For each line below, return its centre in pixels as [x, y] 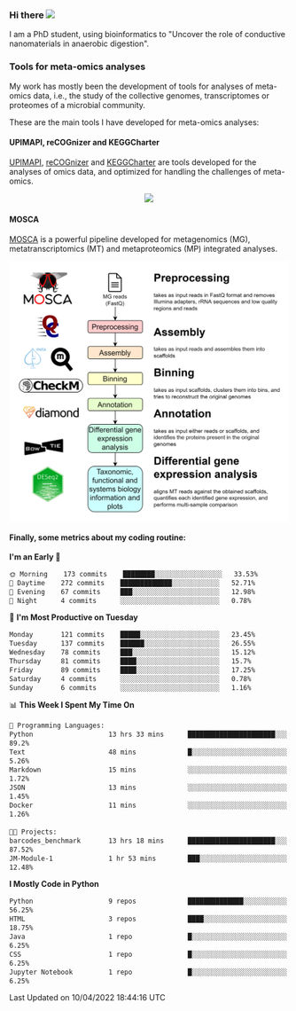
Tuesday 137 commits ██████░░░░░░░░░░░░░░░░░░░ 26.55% [132, 644]
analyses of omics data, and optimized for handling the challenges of [135, 171]
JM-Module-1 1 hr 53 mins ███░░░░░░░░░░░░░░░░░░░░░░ [148, 859]
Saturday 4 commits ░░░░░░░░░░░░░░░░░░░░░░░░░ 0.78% [130, 679]
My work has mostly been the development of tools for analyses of [132, 86]
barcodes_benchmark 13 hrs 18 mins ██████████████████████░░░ [148, 841]
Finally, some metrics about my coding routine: [97, 537]
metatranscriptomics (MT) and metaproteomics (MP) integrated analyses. [144, 249]
